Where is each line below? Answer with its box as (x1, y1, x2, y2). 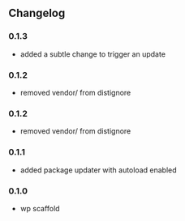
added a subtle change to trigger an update (19, 49, 166, 59)
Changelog (8, 6, 66, 20)
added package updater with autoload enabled (19, 165, 177, 175)
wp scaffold (19, 203, 60, 213)
